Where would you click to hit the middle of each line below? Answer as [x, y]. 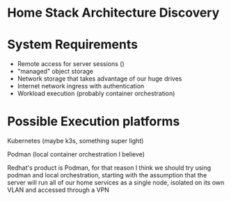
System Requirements [72, 45]
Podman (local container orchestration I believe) [76, 154]
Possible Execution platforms [94, 121]
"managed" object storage [55, 72]
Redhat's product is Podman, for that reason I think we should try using [109, 168]
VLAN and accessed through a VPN [58, 190]
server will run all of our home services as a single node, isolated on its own [116, 183]
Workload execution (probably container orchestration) [96, 94]
